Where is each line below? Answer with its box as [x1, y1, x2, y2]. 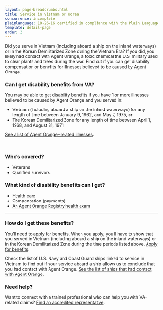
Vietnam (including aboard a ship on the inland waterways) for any [12, 107, 146, 112]
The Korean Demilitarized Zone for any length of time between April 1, [12, 117, 152, 123]
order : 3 [5, 30, 23, 35]
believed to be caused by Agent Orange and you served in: [5, 97, 123, 103]
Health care [12, 193, 35, 199]
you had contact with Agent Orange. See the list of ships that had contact [5, 266, 152, 272]
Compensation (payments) [12, 198, 65, 203]
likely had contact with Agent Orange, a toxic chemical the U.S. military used [5, 54, 158, 59]
